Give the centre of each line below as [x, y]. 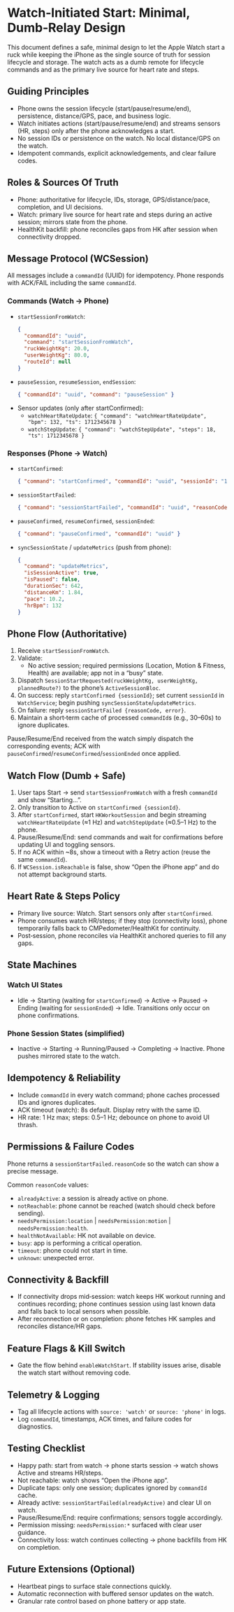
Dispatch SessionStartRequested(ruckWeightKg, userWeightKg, [108, 680]
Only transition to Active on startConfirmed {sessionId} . [99, 808]
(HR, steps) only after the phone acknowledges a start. [96, 130]
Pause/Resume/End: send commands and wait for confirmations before [120, 837]
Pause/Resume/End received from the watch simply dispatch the [101, 739]
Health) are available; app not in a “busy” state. [96, 673]
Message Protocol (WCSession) [78, 258]
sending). [31, 1213]
